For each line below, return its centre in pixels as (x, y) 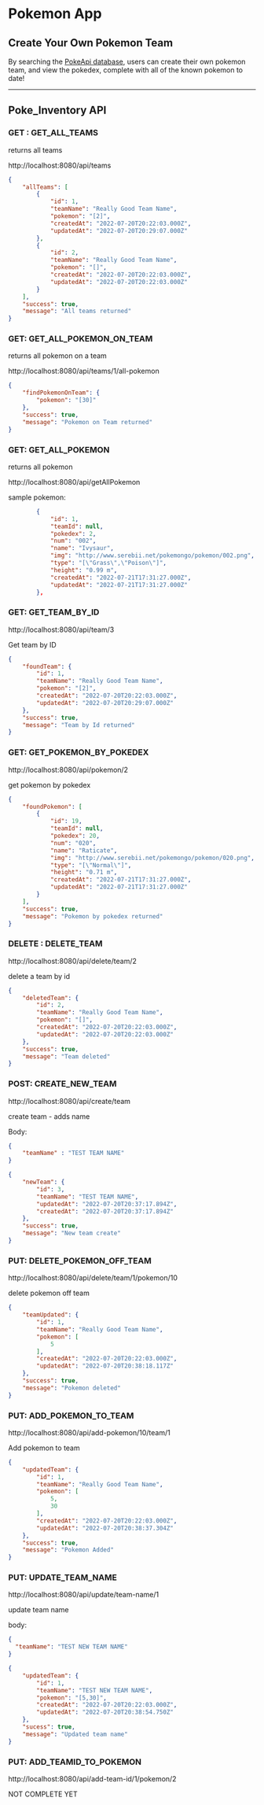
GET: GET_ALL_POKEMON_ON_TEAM (81, 339)
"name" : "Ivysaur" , (82, 548)
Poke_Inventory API (57, 111)
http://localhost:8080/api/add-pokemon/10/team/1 (89, 1432)
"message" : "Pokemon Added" (68, 1550)
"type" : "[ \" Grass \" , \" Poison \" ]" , (108, 563)
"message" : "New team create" (72, 1233)
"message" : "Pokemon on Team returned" (88, 422)
